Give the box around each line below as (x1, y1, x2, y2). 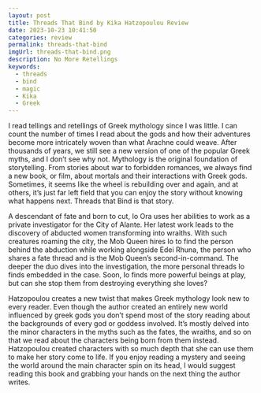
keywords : (8, 63, 41, 71)
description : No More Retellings (8, 56, 118, 64)
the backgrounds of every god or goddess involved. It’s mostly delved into (8, 319, 250, 328)
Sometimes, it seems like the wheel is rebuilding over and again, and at (8, 180, 239, 189)
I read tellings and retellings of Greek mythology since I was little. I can (8, 121, 238, 131)
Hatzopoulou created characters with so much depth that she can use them (8, 344, 254, 354)
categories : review (8, 33, 73, 42)
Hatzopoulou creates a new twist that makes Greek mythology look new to (8, 294, 250, 303)
